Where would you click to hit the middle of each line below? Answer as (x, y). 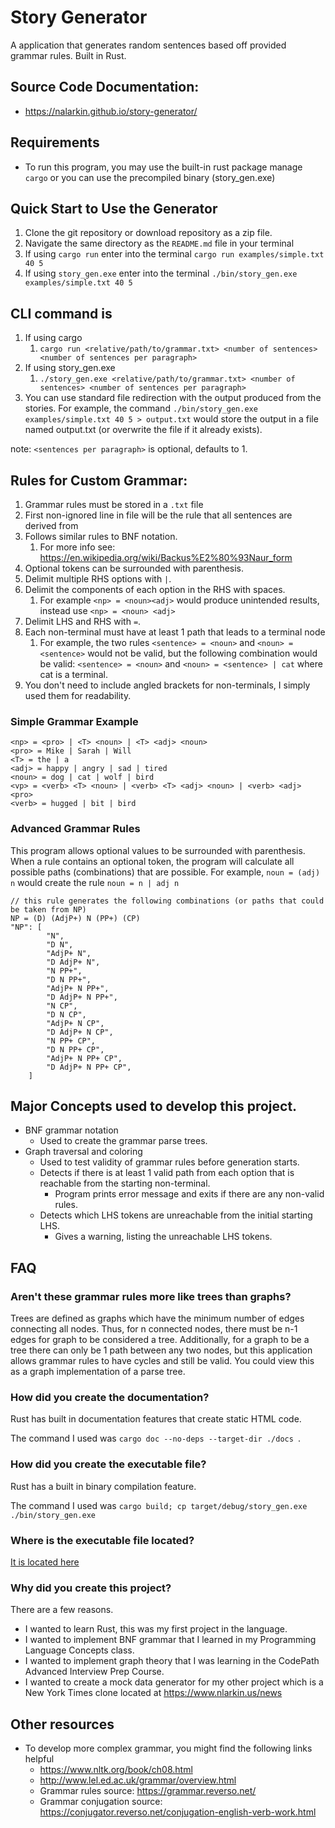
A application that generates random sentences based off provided (148, 45)
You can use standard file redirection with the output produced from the (173, 398)
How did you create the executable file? (108, 1464)
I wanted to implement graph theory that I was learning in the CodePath (172, 1661)
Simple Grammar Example (74, 721)
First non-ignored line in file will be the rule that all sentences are (158, 515)
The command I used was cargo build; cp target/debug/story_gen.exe (159, 1505)
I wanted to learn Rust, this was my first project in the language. (156, 1629)
